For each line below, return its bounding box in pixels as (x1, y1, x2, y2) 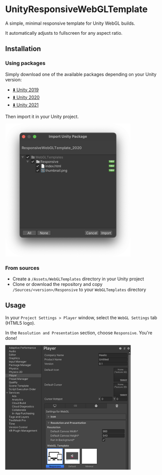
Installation (5, 44, 41, 53)
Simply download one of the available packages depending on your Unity (5, 71, 157, 77)
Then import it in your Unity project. (5, 113, 79, 120)
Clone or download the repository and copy (12, 281, 103, 287)
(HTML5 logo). (5, 320, 36, 326)
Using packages (5, 60, 46, 67)
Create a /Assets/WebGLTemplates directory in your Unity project (12, 276, 144, 282)
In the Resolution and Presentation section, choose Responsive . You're (5, 329, 152, 336)
